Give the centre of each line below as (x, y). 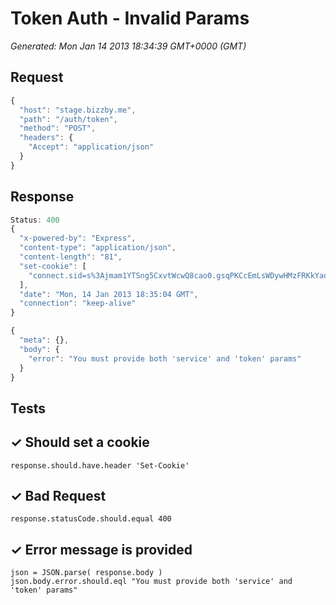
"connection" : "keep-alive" (78, 303)
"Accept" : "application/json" (91, 147)
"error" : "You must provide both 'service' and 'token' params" (165, 358)
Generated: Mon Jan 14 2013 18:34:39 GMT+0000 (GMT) (128, 46)
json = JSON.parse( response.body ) (86, 573)
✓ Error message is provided (101, 549)
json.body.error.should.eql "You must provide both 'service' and (151, 582)
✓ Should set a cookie (80, 442)
